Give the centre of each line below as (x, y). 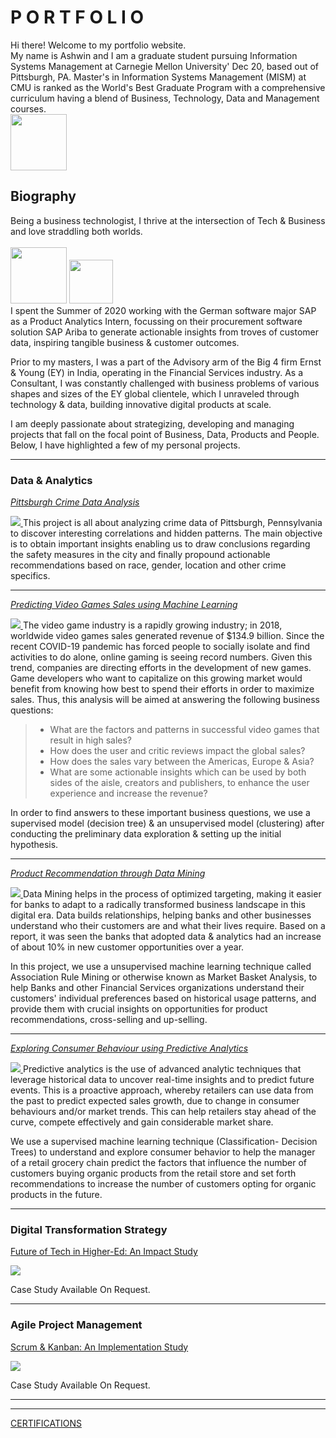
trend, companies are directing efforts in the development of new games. (161, 668)
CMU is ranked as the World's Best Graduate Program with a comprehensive (168, 87)
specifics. (30, 576)
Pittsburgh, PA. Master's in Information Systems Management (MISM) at (158, 77)
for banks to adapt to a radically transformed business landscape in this (158, 905)
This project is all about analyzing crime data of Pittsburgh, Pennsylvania (172, 523)
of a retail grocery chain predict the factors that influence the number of (158, 1163)
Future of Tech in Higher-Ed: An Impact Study (104, 1252)
